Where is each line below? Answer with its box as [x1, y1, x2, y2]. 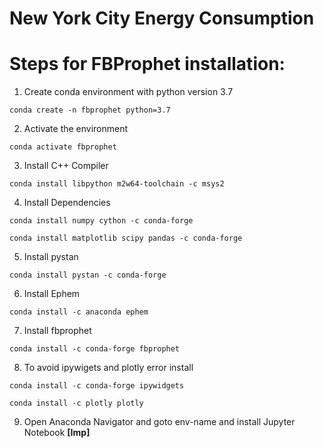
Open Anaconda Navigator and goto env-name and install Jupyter [23, 416, 296, 428]
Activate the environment [23, 123, 129, 135]
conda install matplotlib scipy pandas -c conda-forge [9, 233, 243, 244]
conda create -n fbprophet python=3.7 [9, 105, 171, 116]
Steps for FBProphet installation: [9, 53, 286, 76]
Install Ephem [23, 288, 81, 300]
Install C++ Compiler [23, 160, 109, 172]
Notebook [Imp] [23, 427, 91, 439]
